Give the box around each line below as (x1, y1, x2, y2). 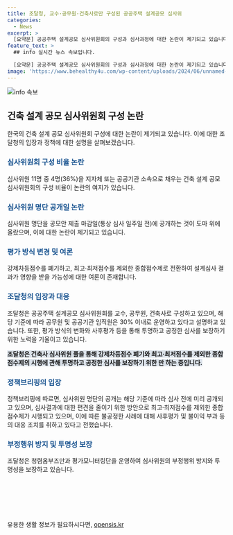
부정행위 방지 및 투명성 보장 (7, 439, 93, 449)
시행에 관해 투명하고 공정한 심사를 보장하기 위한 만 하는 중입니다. (31, 358, 202, 366)
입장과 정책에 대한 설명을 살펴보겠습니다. (25, 138, 135, 146)
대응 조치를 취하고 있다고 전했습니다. (14, 421, 113, 429)
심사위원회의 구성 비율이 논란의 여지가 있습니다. (7, 183, 135, 192)
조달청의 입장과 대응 (7, 292, 70, 302)
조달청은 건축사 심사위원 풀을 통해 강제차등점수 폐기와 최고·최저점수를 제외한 (7, 350, 212, 358)
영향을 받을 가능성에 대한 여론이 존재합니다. (19, 273, 137, 281)
